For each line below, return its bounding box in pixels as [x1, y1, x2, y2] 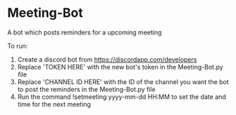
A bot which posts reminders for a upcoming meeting [7, 28, 162, 36]
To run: [7, 41, 28, 50]
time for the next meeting [17, 100, 92, 108]
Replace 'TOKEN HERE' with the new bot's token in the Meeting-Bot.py [17, 62, 223, 71]
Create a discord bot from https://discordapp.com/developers [17, 55, 197, 64]
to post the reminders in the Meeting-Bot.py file [17, 85, 156, 93]
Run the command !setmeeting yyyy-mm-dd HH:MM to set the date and [17, 93, 227, 101]
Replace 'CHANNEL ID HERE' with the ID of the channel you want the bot [17, 77, 229, 86]
